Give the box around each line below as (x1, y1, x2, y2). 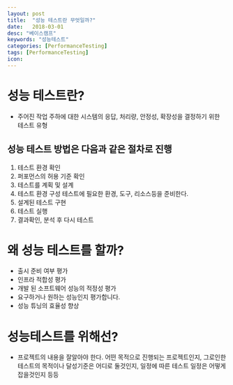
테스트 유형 (17, 121, 48, 129)
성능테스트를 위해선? (7, 329, 119, 345)
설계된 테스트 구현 (17, 198, 66, 206)
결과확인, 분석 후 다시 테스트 (17, 216, 94, 224)
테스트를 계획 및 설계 (17, 181, 74, 189)
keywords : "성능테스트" (7, 36, 69, 43)
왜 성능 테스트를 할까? (7, 242, 124, 258)
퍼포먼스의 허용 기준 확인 (17, 172, 85, 180)
